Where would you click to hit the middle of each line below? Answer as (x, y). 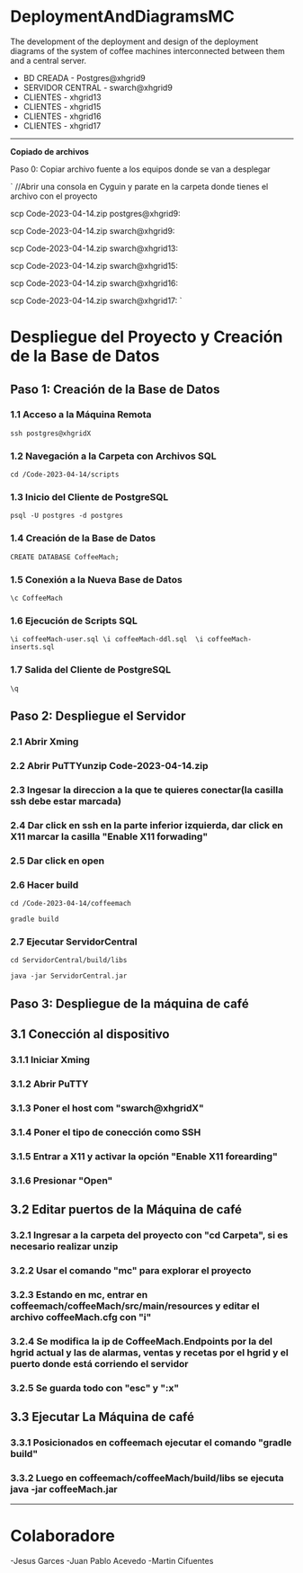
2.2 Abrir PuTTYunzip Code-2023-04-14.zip (110, 765)
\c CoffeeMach (37, 598)
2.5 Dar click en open (58, 861)
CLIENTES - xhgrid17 (62, 125)
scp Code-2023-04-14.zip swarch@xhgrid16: (94, 283)
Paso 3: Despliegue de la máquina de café (130, 1003)
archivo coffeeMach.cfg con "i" (81, 1317)
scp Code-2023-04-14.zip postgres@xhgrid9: (95, 213)
